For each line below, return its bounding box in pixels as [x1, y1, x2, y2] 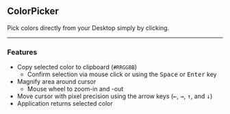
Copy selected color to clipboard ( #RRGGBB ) [16, 63, 138, 71]
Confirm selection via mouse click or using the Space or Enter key [27, 70, 217, 78]
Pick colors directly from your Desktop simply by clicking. [7, 23, 170, 32]
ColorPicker [7, 5, 60, 17]
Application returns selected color [16, 100, 113, 108]
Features [7, 47, 38, 57]
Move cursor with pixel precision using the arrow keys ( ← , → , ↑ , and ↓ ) [16, 92, 213, 100]
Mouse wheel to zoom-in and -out [27, 85, 124, 93]
